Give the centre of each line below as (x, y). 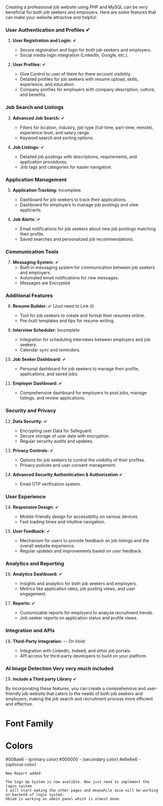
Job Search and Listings (35, 108)
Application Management (36, 180)
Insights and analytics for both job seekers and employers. (79, 584)
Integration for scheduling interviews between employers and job (85, 340)
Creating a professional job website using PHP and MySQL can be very (77, 7)
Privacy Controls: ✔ (33, 450)
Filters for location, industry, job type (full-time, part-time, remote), (87, 127)
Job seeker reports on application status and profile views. (79, 618)
